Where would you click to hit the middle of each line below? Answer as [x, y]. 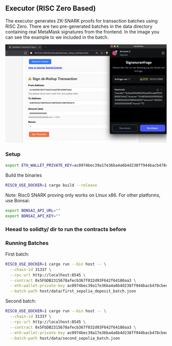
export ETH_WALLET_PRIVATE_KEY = [40, 166]
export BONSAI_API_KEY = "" [33, 216]
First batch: [17, 254]
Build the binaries [24, 175]
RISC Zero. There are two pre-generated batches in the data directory [79, 26]
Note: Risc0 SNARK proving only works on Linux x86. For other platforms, [83, 195]
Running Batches [27, 243]
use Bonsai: [18, 200]
